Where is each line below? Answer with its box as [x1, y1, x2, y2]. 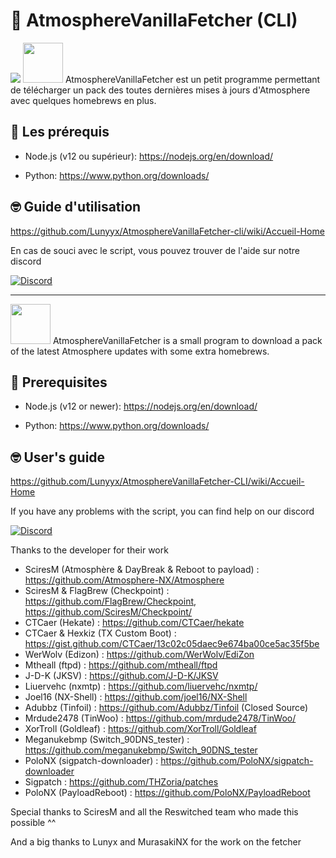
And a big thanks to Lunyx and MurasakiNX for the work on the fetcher [10, 836, 302, 848]
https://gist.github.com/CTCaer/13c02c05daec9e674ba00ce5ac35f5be [24, 638, 320, 650]
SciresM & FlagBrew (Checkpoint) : [24, 585, 170, 597]
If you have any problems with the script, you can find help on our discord [10, 505, 315, 518]
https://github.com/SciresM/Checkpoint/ [24, 606, 192, 618]
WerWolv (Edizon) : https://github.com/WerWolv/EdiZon [24, 649, 255, 661]
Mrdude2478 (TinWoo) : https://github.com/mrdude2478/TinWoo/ [24, 712, 297, 724]
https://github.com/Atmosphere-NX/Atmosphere [24, 574, 225, 586]
